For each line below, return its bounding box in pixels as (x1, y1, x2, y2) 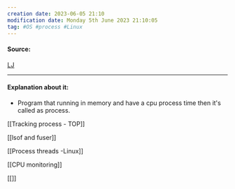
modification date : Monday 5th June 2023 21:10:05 (7, 17, 158, 24)
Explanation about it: (7, 83, 69, 92)
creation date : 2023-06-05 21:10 (7, 10, 105, 17)
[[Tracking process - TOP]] (7, 120, 85, 128)
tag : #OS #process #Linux (7, 23, 83, 30)
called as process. (17, 106, 71, 114)
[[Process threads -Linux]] (7, 146, 84, 155)
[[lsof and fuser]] (7, 133, 57, 141)
